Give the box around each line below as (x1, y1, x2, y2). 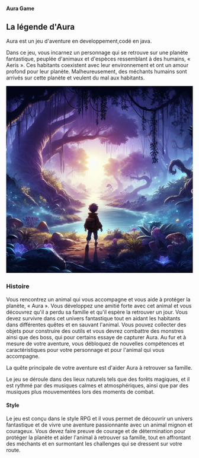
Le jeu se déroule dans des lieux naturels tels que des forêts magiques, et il (6, 376, 190, 383)
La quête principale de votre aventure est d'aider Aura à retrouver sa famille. (6, 364, 192, 371)
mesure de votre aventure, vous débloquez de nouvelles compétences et (6, 340, 185, 347)
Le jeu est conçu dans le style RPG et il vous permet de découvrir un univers (6, 415, 193, 422)
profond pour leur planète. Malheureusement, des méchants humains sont (6, 68, 188, 75)
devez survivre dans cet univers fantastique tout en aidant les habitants (6, 314, 181, 322)
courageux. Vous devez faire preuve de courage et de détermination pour (6, 427, 186, 434)
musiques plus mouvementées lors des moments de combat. (6, 388, 155, 395)
